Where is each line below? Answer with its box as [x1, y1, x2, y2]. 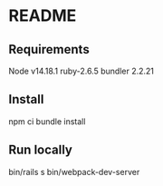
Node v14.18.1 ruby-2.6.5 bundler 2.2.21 [8, 65, 155, 76]
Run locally [8, 142, 73, 158]
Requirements [8, 42, 90, 57]
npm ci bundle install [8, 115, 86, 127]
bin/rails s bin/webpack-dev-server [8, 166, 140, 177]
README [8, 5, 77, 26]
